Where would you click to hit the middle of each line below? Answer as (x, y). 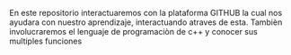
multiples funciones (46, 41)
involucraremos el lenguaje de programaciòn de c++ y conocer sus (133, 31)
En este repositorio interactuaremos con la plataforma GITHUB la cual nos (146, 13)
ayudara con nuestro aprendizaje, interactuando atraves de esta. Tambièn (146, 22)
